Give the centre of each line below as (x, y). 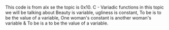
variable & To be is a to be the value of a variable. (57, 23)
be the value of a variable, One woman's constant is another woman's (78, 18)
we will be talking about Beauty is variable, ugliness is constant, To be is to (83, 12)
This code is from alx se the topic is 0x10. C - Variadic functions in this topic (84, 7)
